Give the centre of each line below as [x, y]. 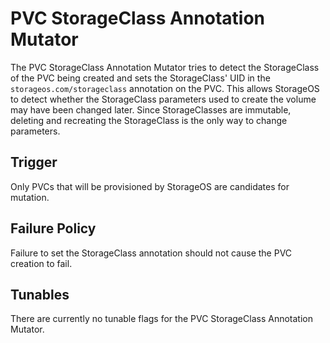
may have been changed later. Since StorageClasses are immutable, [151, 109]
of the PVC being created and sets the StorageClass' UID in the [140, 78]
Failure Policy [53, 228]
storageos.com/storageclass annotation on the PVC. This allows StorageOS [165, 88]
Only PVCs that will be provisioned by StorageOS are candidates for [150, 186]
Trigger [34, 162]
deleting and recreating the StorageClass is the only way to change [149, 120]
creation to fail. [41, 263]
